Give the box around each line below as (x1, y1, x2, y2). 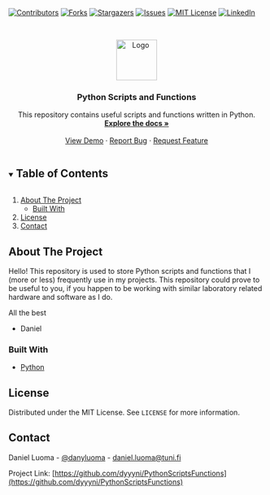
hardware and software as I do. (8, 292, 113, 302)
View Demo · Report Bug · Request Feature (64, 136, 209, 145)
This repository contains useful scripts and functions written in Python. (17, 110, 256, 119)
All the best (8, 307, 47, 317)
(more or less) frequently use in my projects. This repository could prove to (8, 275, 260, 284)
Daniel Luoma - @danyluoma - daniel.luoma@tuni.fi (8, 452, 181, 462)
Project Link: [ (8, 468, 55, 478)
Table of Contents (15, 167, 108, 180)
